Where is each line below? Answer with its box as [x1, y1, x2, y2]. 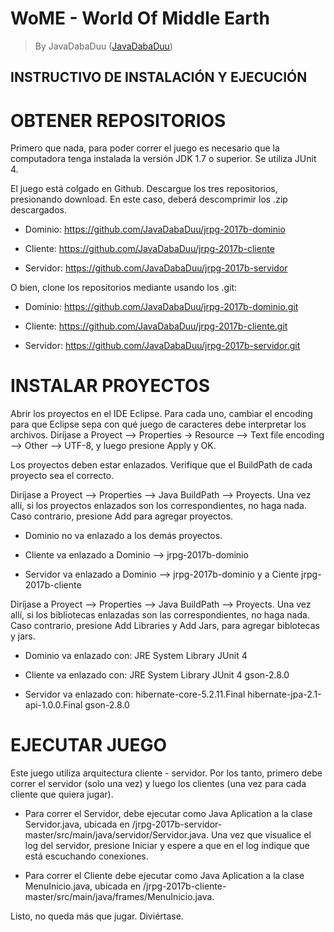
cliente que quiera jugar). [10, 788, 114, 801]
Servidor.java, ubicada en [24, 818, 130, 831]
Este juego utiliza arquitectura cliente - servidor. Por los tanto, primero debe [10, 767, 323, 779]
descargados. [10, 204, 67, 216]
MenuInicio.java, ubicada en [24, 880, 142, 892]
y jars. [10, 630, 36, 642]
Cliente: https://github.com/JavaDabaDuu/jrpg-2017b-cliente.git [24, 320, 288, 332]
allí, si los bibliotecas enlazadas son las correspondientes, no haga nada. [10, 609, 310, 621]
